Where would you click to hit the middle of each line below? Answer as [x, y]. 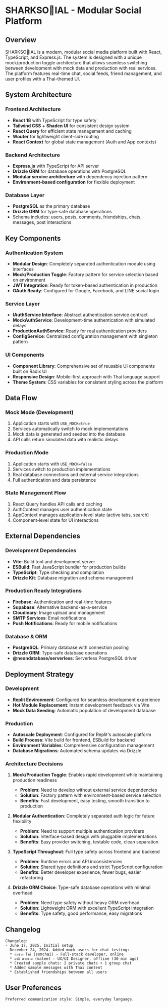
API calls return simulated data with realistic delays [65, 440]
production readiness [35, 780]
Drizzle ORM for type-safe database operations [62, 212]
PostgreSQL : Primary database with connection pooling [71, 647]
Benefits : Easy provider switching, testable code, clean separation [89, 842]
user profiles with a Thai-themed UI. [43, 79]
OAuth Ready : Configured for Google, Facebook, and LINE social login [86, 290]
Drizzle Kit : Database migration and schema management [73, 577]
